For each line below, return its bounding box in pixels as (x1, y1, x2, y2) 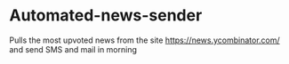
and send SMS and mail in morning (9, 44, 138, 54)
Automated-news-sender (9, 5, 203, 26)
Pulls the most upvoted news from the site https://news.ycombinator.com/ (9, 35, 280, 45)
